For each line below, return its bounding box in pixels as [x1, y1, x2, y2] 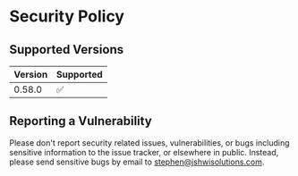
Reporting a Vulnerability [9, 113, 152, 129]
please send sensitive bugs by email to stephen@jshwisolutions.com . [9, 156, 265, 167]
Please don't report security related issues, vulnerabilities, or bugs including [9, 137, 290, 148]
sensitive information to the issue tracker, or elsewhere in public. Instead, [9, 147, 279, 157]
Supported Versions [9, 42, 123, 57]
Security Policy [9, 6, 125, 27]
